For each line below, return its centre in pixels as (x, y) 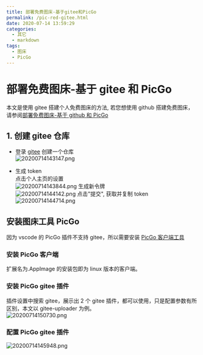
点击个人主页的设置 (39, 179)
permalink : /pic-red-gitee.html (47, 18)
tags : (13, 46)
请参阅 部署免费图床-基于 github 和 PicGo (57, 115)
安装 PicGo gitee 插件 (38, 286)
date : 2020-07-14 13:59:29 (41, 23)
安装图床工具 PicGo (43, 221)
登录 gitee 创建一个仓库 (45, 152)
